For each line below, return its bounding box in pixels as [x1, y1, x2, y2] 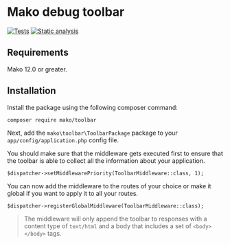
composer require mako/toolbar [7, 116, 97, 124]
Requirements [7, 47, 69, 58]
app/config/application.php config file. [7, 135, 119, 144]
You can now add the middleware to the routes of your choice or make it [7, 181, 211, 190]
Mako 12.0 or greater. [7, 65, 67, 73]
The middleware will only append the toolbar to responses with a [23, 214, 207, 223]
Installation [7, 85, 56, 97]
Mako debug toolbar [7, 4, 125, 20]
